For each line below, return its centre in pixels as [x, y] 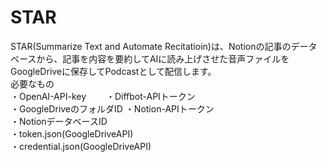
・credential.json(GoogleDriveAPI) [81, 146]
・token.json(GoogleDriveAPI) [72, 133]
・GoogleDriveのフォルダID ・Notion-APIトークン [112, 108]
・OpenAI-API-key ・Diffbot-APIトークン [103, 96]
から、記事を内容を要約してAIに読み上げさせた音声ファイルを [163, 58]
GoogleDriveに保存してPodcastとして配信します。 [113, 71]
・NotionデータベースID [59, 121]
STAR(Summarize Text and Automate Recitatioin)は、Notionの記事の [151, 46]
